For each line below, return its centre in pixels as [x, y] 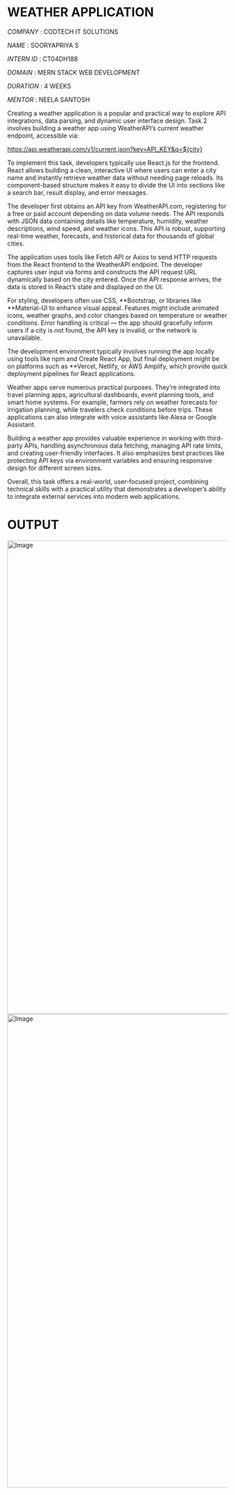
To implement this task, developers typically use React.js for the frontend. [113, 163]
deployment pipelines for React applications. [71, 373]
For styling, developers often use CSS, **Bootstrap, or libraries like [104, 300]
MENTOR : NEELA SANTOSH [49, 100]
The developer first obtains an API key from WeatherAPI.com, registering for [117, 206]
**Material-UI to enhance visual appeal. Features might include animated [113, 308]
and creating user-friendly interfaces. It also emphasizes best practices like [116, 452]
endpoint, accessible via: [43, 135]
